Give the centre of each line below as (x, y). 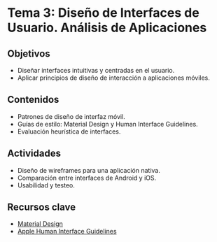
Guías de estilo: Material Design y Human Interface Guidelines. (107, 124)
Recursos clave (42, 207)
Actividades (34, 154)
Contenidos (33, 100)
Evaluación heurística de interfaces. (69, 131)
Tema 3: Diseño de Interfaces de (103, 13)
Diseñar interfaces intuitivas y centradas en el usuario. (96, 70)
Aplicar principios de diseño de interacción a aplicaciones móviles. (113, 78)
